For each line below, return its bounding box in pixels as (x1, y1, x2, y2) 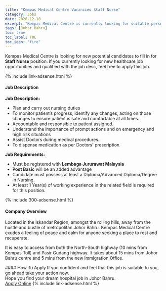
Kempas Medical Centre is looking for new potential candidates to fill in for (5, 53, 157, 59)
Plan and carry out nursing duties (12, 105, 81, 111)
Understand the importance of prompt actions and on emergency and (12, 126, 154, 132)
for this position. (12, 187, 46, 193)
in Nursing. (12, 177, 35, 183)
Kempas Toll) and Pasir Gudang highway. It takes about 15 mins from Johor (5, 250, 158, 256)
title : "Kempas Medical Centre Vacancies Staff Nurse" (5, 7, 121, 12)
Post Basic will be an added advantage (12, 166, 92, 172)
